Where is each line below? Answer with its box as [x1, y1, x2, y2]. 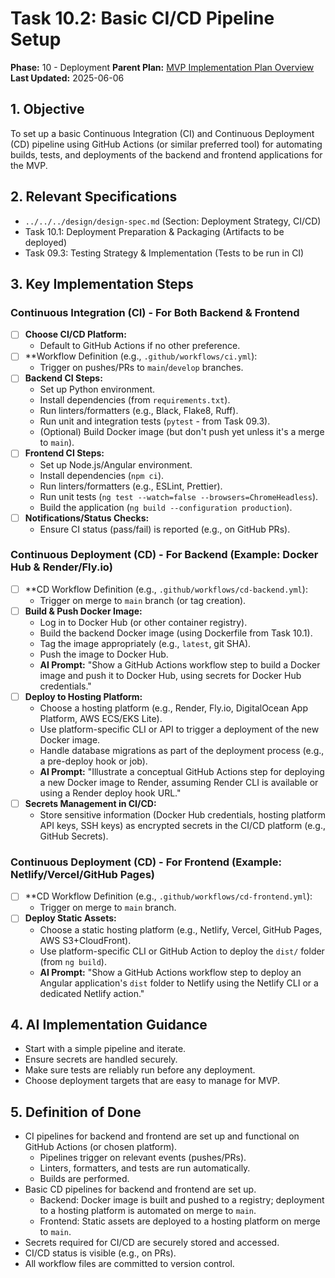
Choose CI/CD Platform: [24, 328, 127, 341]
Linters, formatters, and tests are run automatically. [39, 1162, 251, 1174]
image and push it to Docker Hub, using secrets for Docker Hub [39, 669, 302, 681]
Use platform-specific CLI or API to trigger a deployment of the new [39, 723, 320, 736]
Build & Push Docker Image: [24, 605, 143, 617]
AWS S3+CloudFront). [39, 934, 132, 946]
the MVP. [10, 159, 48, 171]
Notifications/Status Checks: [24, 512, 150, 524]
